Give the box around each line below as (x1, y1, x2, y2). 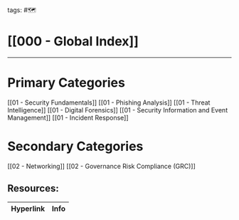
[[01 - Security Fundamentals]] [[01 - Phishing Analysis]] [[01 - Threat (7, 98, 211, 107)
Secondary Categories (7, 138, 144, 154)
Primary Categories (7, 75, 126, 91)
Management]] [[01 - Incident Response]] (7, 113, 129, 122)
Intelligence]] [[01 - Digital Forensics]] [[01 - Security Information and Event (7, 105, 228, 114)
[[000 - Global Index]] (7, 33, 139, 50)
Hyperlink (11, 204, 46, 214)
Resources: (7, 182, 59, 194)
